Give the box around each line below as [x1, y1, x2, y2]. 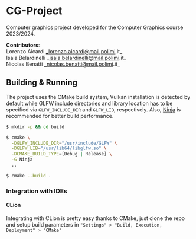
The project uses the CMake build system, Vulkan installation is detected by [6, 93, 191, 100]
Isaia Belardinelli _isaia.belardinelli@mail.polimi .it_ [6, 54, 126, 61]
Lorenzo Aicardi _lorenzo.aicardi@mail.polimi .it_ [6, 47, 123, 55]
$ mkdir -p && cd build [6, 123, 65, 130]
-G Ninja [11, 157, 33, 162]
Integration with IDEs [6, 187, 68, 195]
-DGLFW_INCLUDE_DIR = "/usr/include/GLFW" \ [11, 140, 117, 146]
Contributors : [6, 42, 40, 49]
